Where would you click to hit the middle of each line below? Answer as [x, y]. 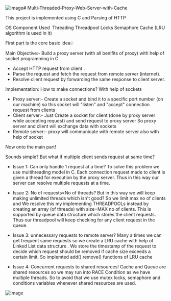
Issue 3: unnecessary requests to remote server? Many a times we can [87, 235]
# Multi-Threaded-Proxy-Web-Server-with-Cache [75, 8]
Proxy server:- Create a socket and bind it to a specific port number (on [88, 99]
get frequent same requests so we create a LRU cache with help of [83, 241]
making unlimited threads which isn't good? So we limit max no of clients [89, 198]
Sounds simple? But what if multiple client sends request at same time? [80, 157]
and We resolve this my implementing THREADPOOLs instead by [81, 204]
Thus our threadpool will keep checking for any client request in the [84, 220]
